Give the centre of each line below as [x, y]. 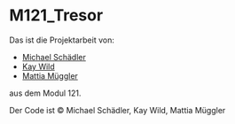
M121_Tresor [56, 15]
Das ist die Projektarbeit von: [62, 40]
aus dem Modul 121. [45, 93]
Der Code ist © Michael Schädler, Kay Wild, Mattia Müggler [117, 110]
